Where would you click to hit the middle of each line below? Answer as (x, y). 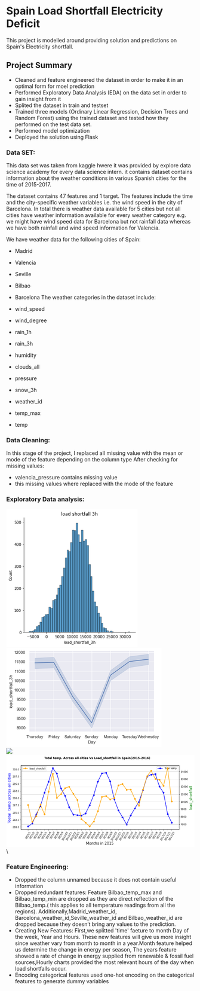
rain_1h (23, 332)
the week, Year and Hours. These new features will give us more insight (103, 937)
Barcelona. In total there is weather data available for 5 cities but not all (93, 209)
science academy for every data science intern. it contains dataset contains (99, 172)
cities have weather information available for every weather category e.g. (96, 215)
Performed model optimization (52, 130)
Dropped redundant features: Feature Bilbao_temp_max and (88, 892)
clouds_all (27, 367)
